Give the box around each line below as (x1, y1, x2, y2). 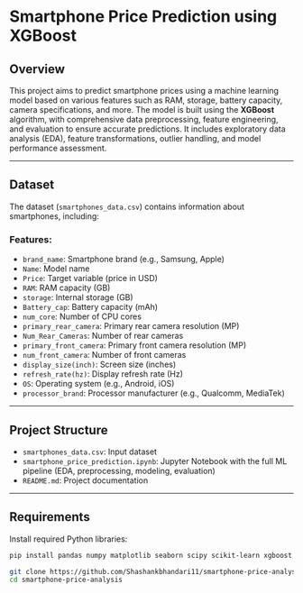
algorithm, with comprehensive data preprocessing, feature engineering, (9, 114, 279, 124)
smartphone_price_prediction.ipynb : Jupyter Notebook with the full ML (22, 455, 288, 466)
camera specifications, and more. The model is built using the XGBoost (9, 105, 275, 114)
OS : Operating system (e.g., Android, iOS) (22, 379, 175, 389)
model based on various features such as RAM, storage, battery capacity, (9, 95, 283, 105)
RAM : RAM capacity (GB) (22, 282, 111, 294)
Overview (9, 61, 66, 77)
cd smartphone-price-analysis (9, 575, 124, 585)
